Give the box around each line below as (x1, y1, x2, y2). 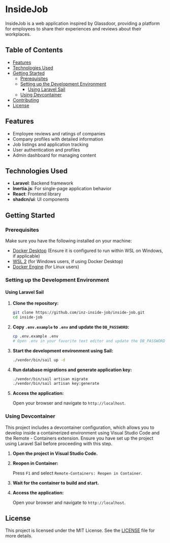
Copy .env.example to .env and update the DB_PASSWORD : (12, 323, 129, 330)
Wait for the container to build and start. (12, 480, 99, 486)
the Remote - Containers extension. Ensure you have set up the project (5, 435, 154, 441)
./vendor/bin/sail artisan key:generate (12, 381, 99, 386)
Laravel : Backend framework (12, 180, 74, 186)
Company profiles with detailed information (12, 136, 104, 142)
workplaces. (5, 31, 31, 37)
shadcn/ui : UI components (12, 196, 70, 202)
